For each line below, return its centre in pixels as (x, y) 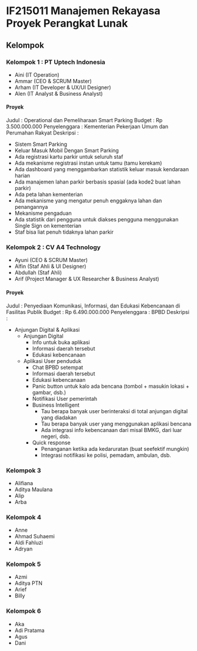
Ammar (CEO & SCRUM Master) (53, 81)
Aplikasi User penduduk (52, 361)
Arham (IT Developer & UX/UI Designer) (63, 87)
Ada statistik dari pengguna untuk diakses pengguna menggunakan (96, 220)
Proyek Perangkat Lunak (67, 23)
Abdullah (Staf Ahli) (38, 273)
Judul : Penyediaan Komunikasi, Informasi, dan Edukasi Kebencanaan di (93, 306)
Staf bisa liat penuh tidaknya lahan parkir (64, 232)
